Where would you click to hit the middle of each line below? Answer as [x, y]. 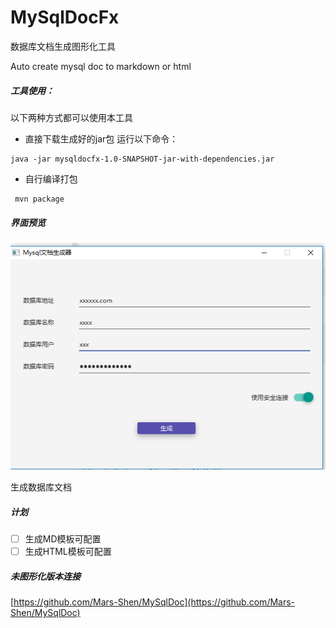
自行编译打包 [51, 178]
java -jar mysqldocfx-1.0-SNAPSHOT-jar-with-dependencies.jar [142, 159]
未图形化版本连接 [45, 576]
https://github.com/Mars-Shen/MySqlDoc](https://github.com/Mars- [154, 602]
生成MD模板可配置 [63, 539]
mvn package [39, 199]
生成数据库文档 [41, 487]
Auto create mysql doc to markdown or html [101, 66]
